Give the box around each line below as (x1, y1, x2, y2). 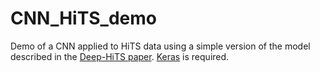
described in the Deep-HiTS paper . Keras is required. (10, 50, 230, 62)
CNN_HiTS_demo (10, 7, 157, 30)
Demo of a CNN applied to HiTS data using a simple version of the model (10, 40, 311, 52)
